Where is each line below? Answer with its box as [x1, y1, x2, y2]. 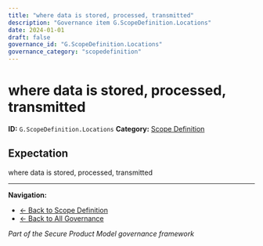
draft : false [8, 33, 51, 42]
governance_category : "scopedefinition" [8, 48, 142, 56]
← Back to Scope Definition [19, 205, 108, 215]
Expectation [8, 147, 69, 161]
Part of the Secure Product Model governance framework [8, 229, 194, 238]
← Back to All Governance [19, 213, 104, 223]
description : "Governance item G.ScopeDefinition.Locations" [8, 19, 212, 27]
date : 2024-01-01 [8, 26, 65, 34]
